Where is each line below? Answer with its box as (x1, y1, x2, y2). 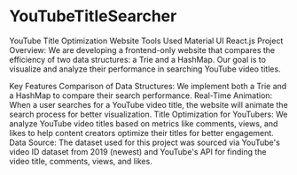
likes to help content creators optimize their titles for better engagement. (9, 127, 275, 138)
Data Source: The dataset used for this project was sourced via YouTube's (9, 137, 281, 148)
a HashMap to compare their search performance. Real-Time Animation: (9, 90, 273, 101)
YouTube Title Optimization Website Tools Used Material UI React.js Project (9, 35, 284, 46)
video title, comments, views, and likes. (9, 156, 152, 166)
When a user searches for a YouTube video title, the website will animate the (9, 99, 288, 110)
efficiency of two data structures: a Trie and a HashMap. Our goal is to (9, 54, 266, 65)
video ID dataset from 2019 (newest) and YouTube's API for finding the (9, 146, 267, 156)
